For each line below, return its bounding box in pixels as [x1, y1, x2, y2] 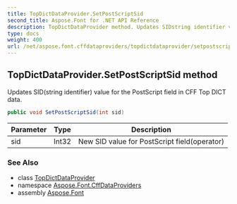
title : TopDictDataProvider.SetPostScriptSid [7, 10, 143, 18]
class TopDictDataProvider [17, 173, 95, 181]
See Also [7, 158, 39, 167]
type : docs [7, 30, 39, 37]
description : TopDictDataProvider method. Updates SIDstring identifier [7, 23, 226, 30]
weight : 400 [7, 37, 42, 44]
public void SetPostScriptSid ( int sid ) [7, 108, 125, 116]
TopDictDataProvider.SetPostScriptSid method [7, 69, 218, 81]
